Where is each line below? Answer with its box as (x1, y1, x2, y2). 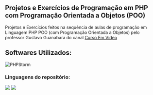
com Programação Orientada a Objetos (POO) (5, 12, 146, 20)
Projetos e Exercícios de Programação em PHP (5, 4, 148, 12)
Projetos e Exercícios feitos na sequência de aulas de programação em (5, 24, 147, 30)
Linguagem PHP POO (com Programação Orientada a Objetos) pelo (5, 29, 140, 35)
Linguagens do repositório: (5, 74, 70, 80)
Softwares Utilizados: (5, 48, 72, 57)
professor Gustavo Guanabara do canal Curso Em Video (5, 34, 118, 40)
